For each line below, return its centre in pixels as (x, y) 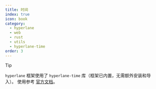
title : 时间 (17, 10)
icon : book (16, 19)
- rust (16, 38)
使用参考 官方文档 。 (37, 82)
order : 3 (14, 51)
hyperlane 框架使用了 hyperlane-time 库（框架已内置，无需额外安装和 (76, 75)
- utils (18, 42)
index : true (17, 14)
